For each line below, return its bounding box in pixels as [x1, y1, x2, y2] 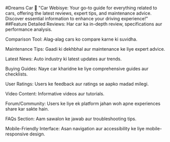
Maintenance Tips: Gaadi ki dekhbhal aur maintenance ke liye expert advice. [5, 46, 165, 52]
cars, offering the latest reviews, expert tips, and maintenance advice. [5, 10, 152, 16]
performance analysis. [5, 26, 52, 32]
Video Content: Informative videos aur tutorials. [5, 91, 105, 96]
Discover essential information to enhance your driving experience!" [5, 16, 149, 21]
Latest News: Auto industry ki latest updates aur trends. [5, 56, 122, 62]
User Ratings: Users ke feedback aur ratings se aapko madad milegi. [5, 81, 149, 87]
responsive [5, 131, 29, 137]
